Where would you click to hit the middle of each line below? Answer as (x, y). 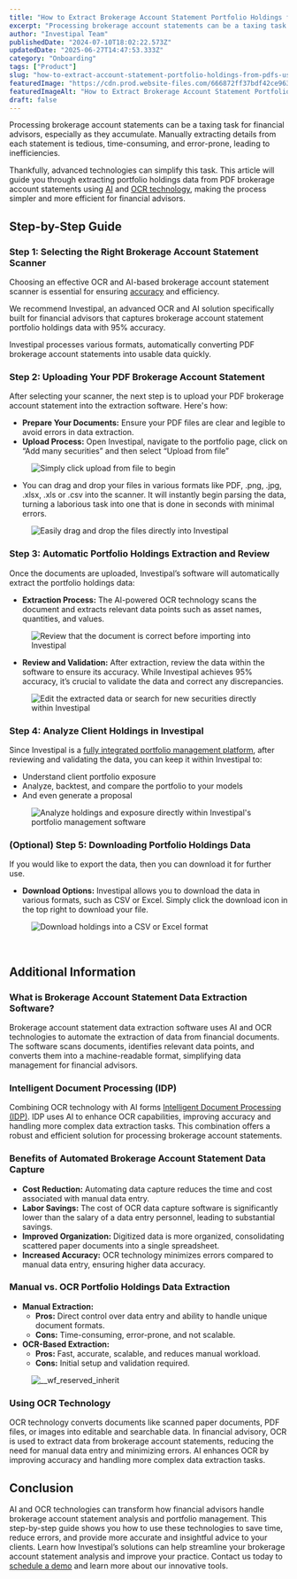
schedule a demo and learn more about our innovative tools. (118, 1566)
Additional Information (72, 972)
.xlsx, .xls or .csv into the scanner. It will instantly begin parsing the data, (154, 495)
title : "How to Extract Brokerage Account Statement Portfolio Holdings (146, 17)
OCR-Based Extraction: (66, 1344)
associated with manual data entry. (86, 1198)
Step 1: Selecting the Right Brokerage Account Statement (134, 252)
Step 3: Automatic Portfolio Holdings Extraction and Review (140, 554)
